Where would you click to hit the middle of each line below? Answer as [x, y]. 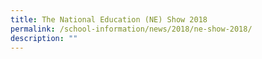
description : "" [44, 38]
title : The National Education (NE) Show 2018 [109, 19]
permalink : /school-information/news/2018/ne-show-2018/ [131, 29]
